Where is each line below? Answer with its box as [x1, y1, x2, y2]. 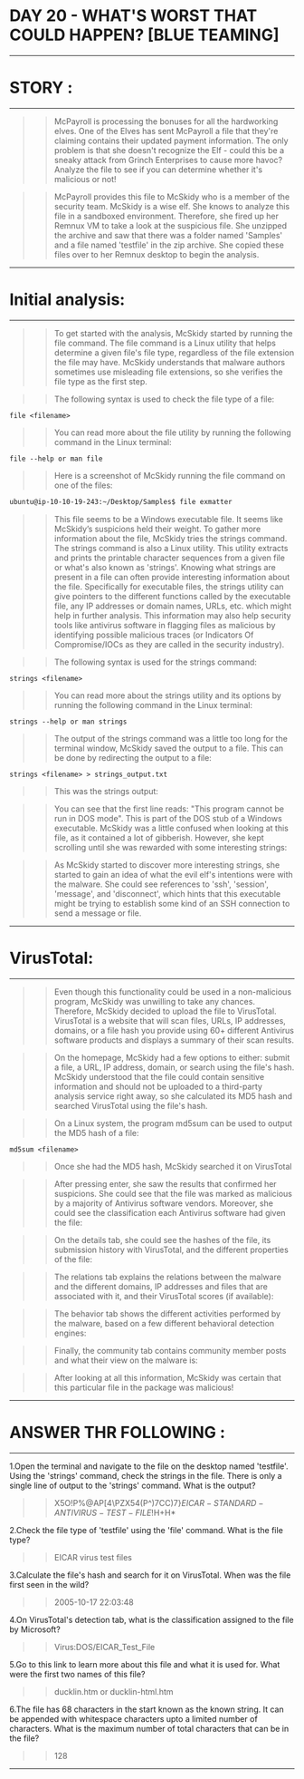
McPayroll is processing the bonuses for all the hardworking [53, 115, 279, 127]
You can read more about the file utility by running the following [53, 427, 291, 438]
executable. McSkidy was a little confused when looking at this [53, 822, 290, 833]
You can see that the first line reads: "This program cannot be [53, 803, 285, 814]
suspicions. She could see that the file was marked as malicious [53, 1188, 292, 1199]
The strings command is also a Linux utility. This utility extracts [53, 542, 289, 553]
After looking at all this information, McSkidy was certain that [53, 1372, 282, 1383]
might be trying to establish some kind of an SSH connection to [53, 898, 290, 909]
